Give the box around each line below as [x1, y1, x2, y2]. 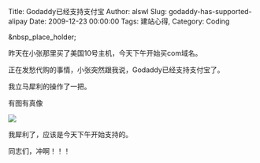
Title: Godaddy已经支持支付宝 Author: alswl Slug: [8, 7, 167, 16]
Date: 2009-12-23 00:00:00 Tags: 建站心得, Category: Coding [28, 16, 230, 26]
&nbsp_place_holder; [8, 32, 76, 42]
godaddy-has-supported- [168, 7, 252, 16]
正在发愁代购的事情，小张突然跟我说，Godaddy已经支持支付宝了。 [8, 65, 225, 74]
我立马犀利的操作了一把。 [8, 81, 91, 91]
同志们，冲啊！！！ [8, 147, 71, 155]
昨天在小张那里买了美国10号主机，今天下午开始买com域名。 [8, 49, 202, 57]
